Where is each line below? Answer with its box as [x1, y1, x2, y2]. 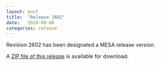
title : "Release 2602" [6, 14, 66, 20]
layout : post [6, 8, 39, 15]
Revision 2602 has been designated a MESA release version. [6, 41, 156, 48]
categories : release [6, 25, 58, 31]
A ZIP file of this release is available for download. [6, 53, 129, 60]
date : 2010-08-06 [6, 19, 55, 25]
